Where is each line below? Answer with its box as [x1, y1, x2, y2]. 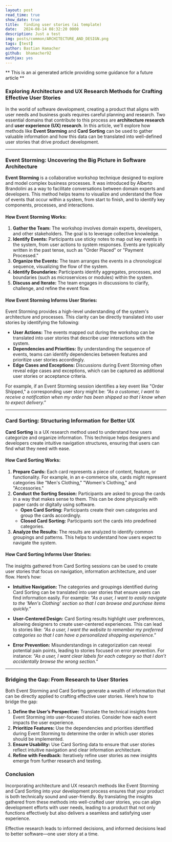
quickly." [12, 606, 31, 612]
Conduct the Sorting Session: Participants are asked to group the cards [12, 490, 165, 497]
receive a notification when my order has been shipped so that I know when [5, 394, 166, 400]
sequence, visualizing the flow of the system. [12, 264, 109, 270]
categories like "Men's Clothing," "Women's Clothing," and [12, 479, 137, 485]
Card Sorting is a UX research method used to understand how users [5, 429, 152, 435]
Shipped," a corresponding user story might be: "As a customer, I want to [5, 389, 160, 395]
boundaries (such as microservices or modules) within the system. [12, 274, 154, 280]
